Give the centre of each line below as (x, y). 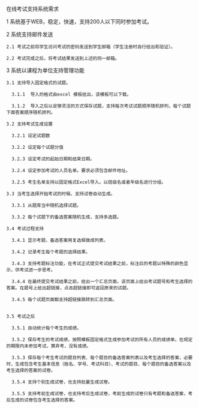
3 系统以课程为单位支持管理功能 (46, 70)
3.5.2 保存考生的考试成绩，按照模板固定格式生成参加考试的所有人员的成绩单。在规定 (102, 340)
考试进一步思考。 (37, 270)
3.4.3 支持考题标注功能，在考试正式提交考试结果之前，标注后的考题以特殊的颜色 (98, 263)
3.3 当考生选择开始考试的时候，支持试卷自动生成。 (61, 194)
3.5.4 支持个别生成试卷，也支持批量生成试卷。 (62, 382)
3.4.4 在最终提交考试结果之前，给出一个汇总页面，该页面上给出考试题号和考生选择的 (102, 281)
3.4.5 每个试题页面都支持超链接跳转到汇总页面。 (64, 299)
